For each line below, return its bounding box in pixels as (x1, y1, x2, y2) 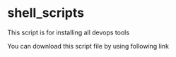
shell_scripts (7, 5, 85, 21)
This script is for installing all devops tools (7, 28, 129, 37)
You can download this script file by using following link (7, 42, 170, 50)
